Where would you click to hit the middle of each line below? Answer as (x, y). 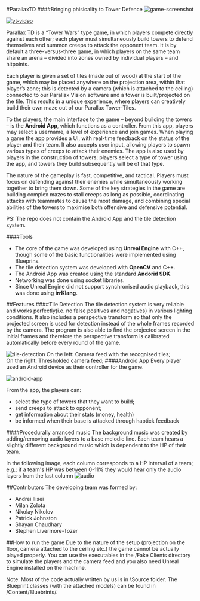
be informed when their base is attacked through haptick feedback (97, 421)
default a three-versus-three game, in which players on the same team (93, 51)
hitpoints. (18, 64)
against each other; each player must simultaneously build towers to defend (99, 39)
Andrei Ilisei (29, 499)
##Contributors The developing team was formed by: (72, 487)
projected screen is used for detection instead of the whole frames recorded (100, 324)
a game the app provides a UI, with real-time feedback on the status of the (98, 138)
